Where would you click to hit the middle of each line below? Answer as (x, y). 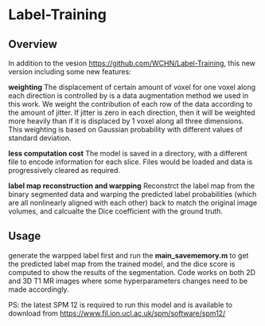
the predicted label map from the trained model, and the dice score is (122, 264)
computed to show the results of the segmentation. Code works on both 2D (132, 272)
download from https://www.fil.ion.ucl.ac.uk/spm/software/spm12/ (117, 313)
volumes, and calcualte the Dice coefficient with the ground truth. (116, 211)
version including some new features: (70, 72)
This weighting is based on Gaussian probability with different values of (125, 130)
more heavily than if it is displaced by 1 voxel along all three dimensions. (126, 121)
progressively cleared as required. (64, 170)
